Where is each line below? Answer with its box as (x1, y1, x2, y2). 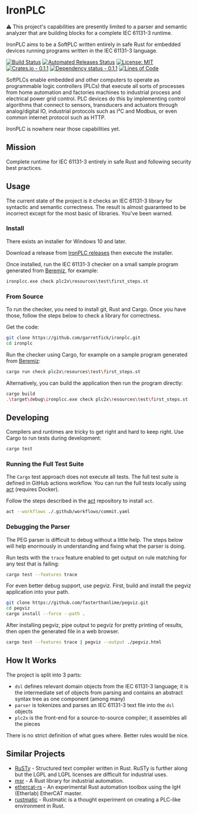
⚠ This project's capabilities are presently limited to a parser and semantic (6, 23, 188, 30)
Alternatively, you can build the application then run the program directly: (6, 379, 183, 387)
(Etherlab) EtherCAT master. (14, 789, 83, 797)
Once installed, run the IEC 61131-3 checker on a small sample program (6, 260, 178, 267)
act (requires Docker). (6, 486, 59, 493)
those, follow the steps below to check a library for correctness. (6, 312, 161, 319)
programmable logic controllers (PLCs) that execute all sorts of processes (6, 82, 185, 89)
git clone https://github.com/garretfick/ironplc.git (6, 335, 141, 341)
